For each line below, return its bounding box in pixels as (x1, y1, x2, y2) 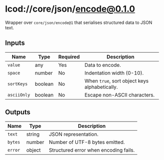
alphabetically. (84, 83, 118, 90)
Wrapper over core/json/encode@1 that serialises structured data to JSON (5, 20, 152, 25)
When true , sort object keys (84, 77, 149, 84)
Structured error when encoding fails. (48, 146, 135, 153)
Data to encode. (84, 61, 121, 68)
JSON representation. (48, 131, 99, 138)
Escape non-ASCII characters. (84, 91, 155, 98)
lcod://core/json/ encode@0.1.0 (5, 3, 135, 15)
